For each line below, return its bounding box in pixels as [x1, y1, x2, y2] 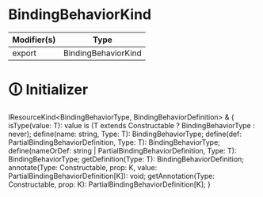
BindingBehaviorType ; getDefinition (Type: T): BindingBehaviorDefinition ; [8, 154, 244, 164]
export [12, 47, 37, 59]
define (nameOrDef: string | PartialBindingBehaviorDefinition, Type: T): [8, 146, 237, 155]
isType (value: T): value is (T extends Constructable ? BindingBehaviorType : [8, 120, 255, 130]
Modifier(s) [12, 34, 56, 45]
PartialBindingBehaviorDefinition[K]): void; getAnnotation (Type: [8, 171, 215, 180]
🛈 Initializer [8, 81, 89, 99]
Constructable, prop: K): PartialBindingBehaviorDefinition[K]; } [8, 180, 212, 189]
